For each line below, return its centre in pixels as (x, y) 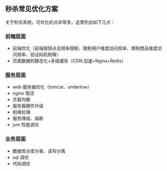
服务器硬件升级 (28, 106)
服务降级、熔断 (28, 118)
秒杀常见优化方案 (32, 9)
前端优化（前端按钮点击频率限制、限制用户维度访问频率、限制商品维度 (85, 48)
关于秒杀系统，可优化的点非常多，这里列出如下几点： (60, 22)
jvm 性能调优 (26, 125)
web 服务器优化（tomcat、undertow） (52, 87)
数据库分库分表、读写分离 (39, 151)
